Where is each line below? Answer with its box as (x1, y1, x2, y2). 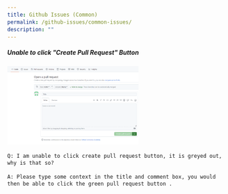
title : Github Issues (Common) (7, 11, 98, 18)
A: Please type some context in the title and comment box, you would (7, 174, 216, 181)
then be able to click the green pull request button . (7, 181, 172, 188)
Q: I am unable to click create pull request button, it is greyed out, (7, 153, 222, 160)
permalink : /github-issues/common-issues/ (7, 18, 132, 26)
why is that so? (7, 160, 54, 167)
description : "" (7, 26, 54, 33)
